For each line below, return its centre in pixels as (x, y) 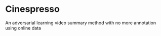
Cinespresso (32, 9)
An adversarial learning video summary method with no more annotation (80, 23)
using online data (23, 28)
